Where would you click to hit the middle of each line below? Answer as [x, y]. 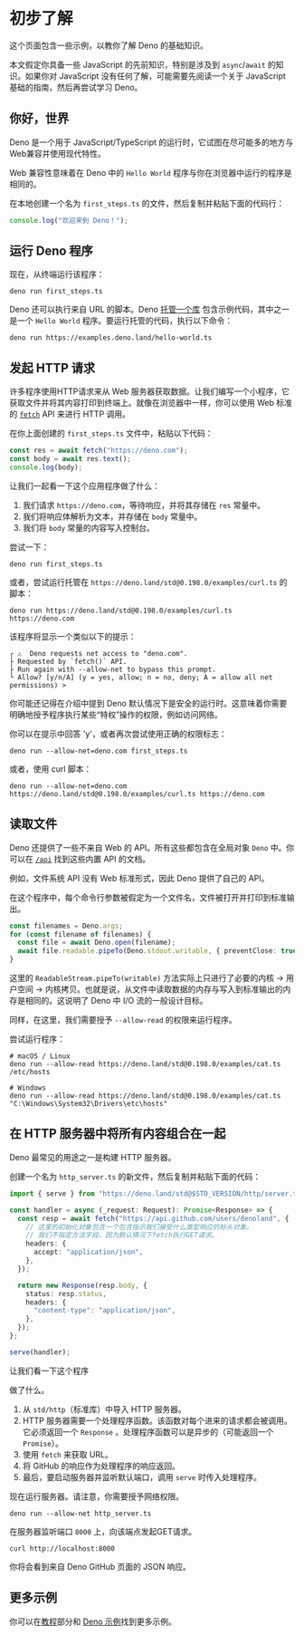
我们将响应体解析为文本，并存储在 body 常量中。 [112, 516]
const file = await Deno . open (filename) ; [97, 943]
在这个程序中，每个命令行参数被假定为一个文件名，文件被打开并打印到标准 [148, 897]
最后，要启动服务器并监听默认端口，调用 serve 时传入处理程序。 [142, 1476]
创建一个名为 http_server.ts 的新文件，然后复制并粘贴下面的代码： [135, 1176]
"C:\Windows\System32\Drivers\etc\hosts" [89, 1104]
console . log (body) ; [46, 467]
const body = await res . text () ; [70, 459]
